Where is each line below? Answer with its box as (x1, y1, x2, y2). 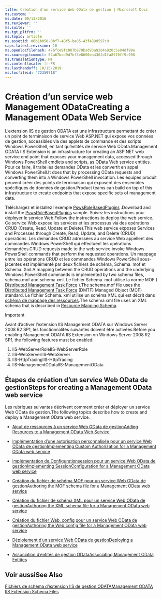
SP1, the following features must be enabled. (5, 337, 94, 342)
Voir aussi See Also (5, 571, 63, 579)
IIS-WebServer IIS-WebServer (12, 351, 71, 357)
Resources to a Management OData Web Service (12, 428, 110, 435)
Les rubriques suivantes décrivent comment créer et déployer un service (5, 404, 150, 410)
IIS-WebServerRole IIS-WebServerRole (12, 346, 88, 352)
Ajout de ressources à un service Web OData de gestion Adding (12, 424, 138, 429)
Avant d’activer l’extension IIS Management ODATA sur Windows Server (5, 321, 147, 327)
